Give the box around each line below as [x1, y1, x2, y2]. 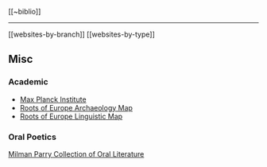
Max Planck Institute [19, 95, 87, 104]
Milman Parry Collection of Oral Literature [8, 149, 145, 158]
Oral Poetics [8, 131, 57, 142]
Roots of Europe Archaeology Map [19, 103, 133, 112]
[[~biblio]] [8, 7, 41, 16]
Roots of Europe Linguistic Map [19, 111, 123, 121]
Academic [8, 76, 49, 87]
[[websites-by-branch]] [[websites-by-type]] [8, 29, 155, 39]
